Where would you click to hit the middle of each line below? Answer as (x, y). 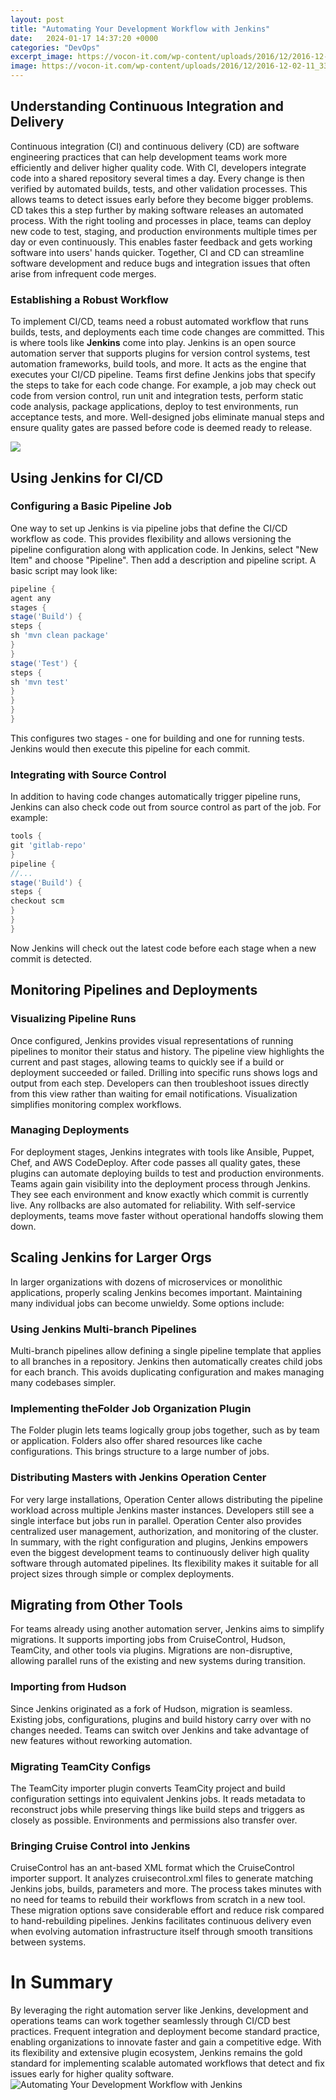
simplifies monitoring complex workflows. (96, 1104)
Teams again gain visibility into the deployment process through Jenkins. (160, 1183)
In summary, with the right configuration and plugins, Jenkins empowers (159, 1542)
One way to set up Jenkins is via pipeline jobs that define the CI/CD (149, 528)
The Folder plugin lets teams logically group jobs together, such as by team (165, 1430)
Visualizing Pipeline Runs (73, 1019)
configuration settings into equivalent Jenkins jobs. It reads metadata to (158, 1798)
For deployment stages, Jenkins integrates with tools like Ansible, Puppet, (162, 1152)
